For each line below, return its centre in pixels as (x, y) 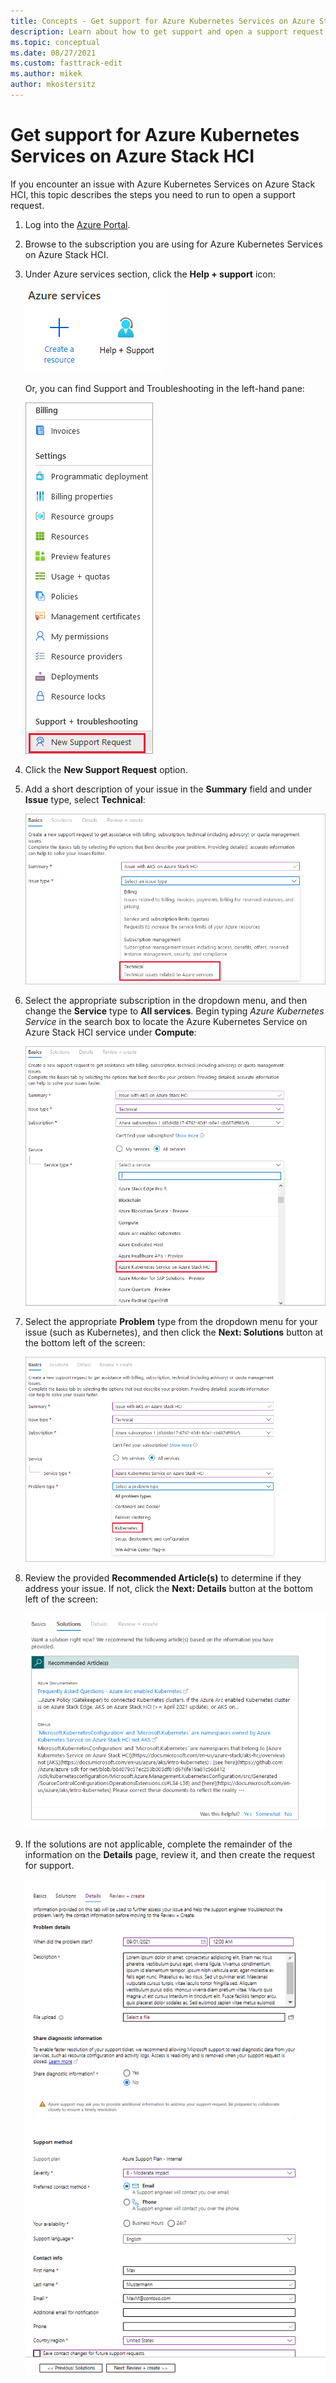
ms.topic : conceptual (55, 42)
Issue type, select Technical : (85, 799)
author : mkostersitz (53, 85)
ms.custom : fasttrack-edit (66, 63)
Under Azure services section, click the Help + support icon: (150, 274)
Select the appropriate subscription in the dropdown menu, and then (166, 1000)
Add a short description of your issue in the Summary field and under (168, 789)
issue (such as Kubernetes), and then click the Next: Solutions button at (174, 1332)
